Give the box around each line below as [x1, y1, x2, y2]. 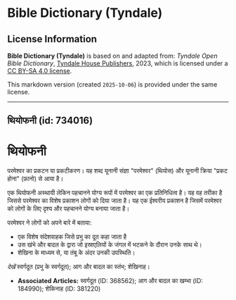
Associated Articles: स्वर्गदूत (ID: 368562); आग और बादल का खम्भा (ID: [17, 277, 204, 285]
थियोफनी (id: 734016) [7, 115, 93, 127]
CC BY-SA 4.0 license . [7, 67, 72, 75]
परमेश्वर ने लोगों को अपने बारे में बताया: [7, 218, 92, 227]
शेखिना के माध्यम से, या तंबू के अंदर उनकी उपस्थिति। [17, 249, 136, 257]
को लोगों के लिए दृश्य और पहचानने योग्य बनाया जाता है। [7, 204, 130, 213]
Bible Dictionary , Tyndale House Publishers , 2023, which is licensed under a [7, 59, 228, 68]
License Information [7, 33, 97, 45]
